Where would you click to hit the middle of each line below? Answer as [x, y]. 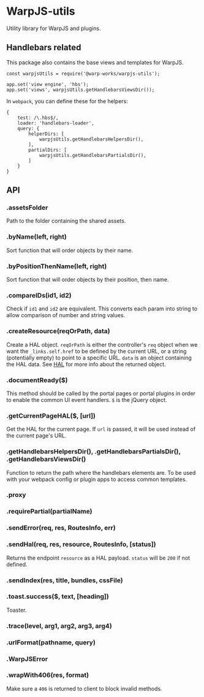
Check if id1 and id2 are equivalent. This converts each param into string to [102, 309]
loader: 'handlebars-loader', [56, 123]
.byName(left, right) [37, 237]
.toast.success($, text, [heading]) [58, 596]
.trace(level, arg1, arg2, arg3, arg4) [59, 626]
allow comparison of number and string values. [66, 315]
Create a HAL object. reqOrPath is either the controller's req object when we [102, 344]
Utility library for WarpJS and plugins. [54, 28]
